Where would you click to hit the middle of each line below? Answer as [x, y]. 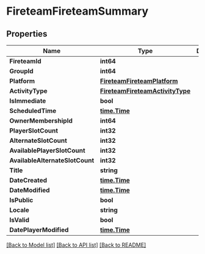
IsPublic [21, 200]
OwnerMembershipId [41, 121]
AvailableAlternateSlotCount [52, 160]
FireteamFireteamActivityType [145, 91]
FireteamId [25, 61]
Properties [27, 34]
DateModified [30, 190]
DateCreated [28, 180]
